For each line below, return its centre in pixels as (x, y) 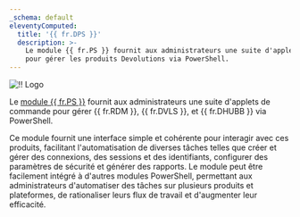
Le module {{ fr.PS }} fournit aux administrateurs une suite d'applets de (140, 102)
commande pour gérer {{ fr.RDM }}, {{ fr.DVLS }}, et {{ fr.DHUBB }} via (138, 111)
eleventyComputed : (43, 26)
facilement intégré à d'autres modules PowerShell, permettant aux (131, 176)
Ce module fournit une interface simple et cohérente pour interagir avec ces (149, 138)
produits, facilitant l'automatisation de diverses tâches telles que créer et (143, 147)
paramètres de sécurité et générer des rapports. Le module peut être (136, 167)
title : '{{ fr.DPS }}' (59, 34)
